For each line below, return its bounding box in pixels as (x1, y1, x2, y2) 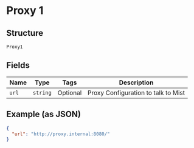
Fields (6, 60, 30, 70)
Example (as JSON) (6, 109, 81, 119)
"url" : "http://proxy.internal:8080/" (12, 131, 111, 137)
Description (119, 78, 154, 87)
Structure (6, 28, 44, 38)
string (32, 89, 52, 96)
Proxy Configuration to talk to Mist (87, 89, 185, 97)
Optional (57, 89, 82, 97)
